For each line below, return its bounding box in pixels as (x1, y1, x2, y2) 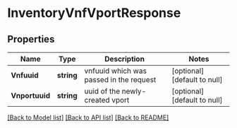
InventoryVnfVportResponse (7, 5, 181, 21)
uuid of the (84, 86, 121, 96)
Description (104, 54, 145, 64)
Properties (7, 33, 55, 45)
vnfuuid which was (84, 66, 147, 76)
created (84, 95, 111, 105)
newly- (121, 86, 147, 96)
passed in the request (84, 75, 157, 84)
